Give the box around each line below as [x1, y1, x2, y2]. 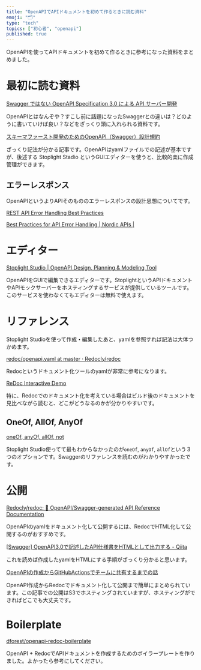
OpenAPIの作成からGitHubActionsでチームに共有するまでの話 [6, 569, 158, 576]
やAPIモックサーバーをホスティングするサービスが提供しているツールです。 [6, 283, 193, 291]
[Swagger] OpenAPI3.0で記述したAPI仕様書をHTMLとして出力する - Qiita [6, 543, 188, 550]
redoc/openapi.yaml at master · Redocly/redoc [6, 355, 121, 362]
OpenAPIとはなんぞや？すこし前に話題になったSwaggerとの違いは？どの [6, 113, 187, 120]
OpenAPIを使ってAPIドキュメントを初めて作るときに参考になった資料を [6, 49, 184, 56]
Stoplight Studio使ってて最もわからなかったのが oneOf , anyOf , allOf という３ [6, 445, 192, 453]
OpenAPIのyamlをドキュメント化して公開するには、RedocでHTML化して [6, 523, 186, 530]
